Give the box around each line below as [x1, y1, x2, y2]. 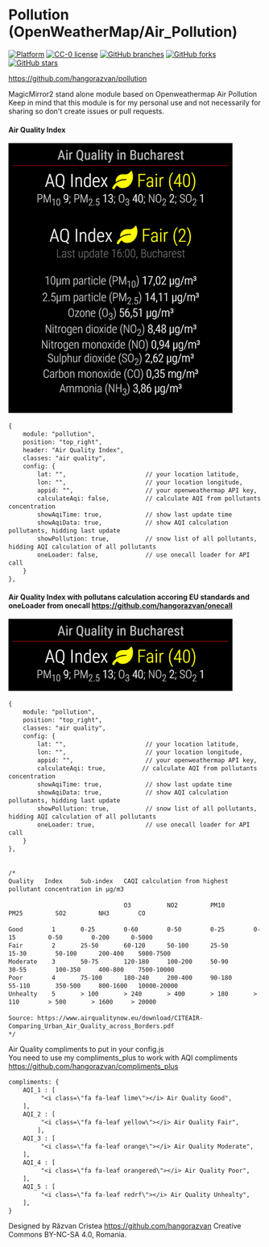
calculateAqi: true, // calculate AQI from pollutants [37, 764, 258, 773]
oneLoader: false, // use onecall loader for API [37, 551, 250, 559]
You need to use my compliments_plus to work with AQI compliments [8, 1053, 238, 1063]
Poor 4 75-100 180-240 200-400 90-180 [8, 974, 232, 982]
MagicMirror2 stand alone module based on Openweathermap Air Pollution [8, 89, 258, 98]
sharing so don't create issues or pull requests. [8, 106, 165, 116]
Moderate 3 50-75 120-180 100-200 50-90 [8, 958, 229, 966]
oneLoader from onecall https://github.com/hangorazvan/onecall [8, 600, 233, 610]
